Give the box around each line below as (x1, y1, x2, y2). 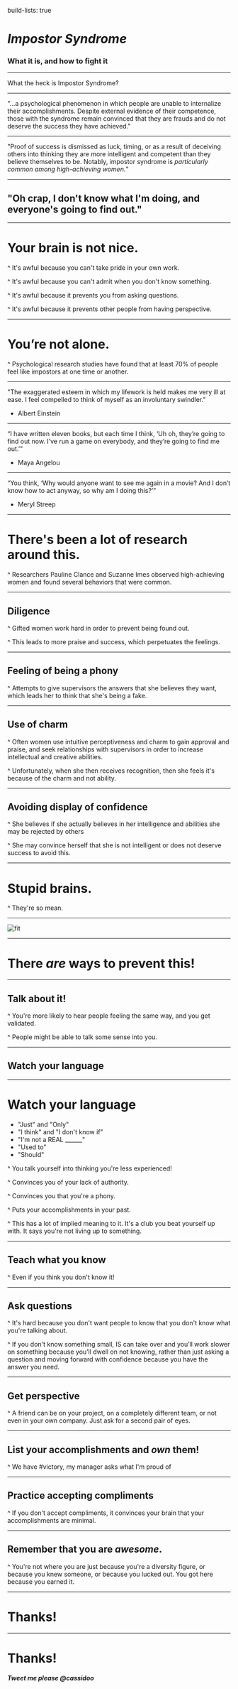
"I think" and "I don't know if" (17, 1127, 104, 1136)
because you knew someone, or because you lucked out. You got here (7, 1570, 214, 1578)
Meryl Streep (17, 500, 56, 509)
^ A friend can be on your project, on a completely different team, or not (7, 1409, 217, 1418)
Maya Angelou (17, 458, 60, 467)
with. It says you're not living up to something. (7, 1227, 142, 1235)
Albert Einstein (17, 409, 61, 418)
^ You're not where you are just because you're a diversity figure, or (7, 1562, 205, 1570)
